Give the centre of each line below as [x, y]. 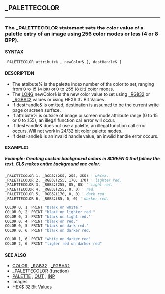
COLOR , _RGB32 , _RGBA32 [41, 266]
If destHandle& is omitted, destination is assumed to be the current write [85, 105]
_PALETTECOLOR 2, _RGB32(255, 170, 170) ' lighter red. [63, 180]
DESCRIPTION [20, 73]
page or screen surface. [37, 110]
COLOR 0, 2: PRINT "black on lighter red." [50, 212]
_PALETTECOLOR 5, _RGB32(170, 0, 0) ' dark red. [56, 194]
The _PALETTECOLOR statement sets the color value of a [74, 28]
